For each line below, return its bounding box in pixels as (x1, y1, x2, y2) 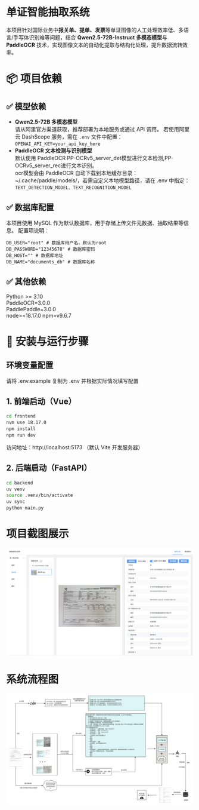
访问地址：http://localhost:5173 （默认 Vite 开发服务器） (6, 443, 144, 451)
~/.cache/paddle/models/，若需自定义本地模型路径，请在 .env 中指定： (14, 177, 190, 184)
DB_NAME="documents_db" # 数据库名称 (6, 259, 95, 265)
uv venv (6, 486, 26, 492)
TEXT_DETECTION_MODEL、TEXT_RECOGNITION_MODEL (14, 185, 132, 191)
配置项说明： (17, 226, 49, 234)
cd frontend (6, 413, 36, 419)
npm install (6, 426, 36, 432)
